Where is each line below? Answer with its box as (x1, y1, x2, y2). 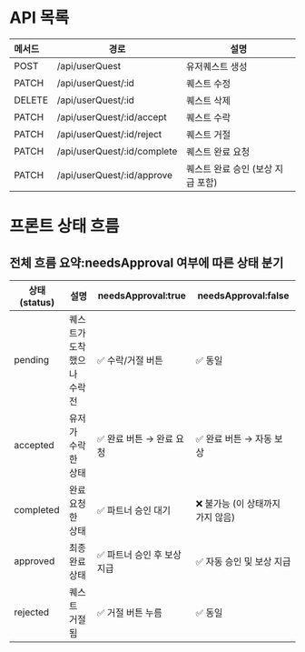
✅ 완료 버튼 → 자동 (195, 432, 272, 445)
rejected (14, 606, 50, 618)
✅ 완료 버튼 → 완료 (96, 432, 174, 445)
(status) (19, 296, 55, 308)
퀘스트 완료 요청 (185, 145, 251, 158)
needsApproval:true (97, 289, 186, 302)
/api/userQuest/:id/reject (56, 127, 162, 140)
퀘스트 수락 (185, 111, 231, 124)
